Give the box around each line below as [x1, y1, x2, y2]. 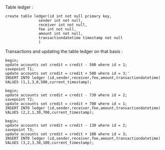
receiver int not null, [38, 22, 88, 27]
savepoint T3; [5, 127, 35, 132]
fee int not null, [38, 27, 77, 32]
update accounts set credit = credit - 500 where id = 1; [5, 62, 127, 67]
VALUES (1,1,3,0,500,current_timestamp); [5, 80, 92, 85]
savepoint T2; [5, 97, 35, 102]
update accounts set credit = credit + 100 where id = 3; [5, 132, 127, 137]
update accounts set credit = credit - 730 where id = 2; [5, 93, 127, 98]
